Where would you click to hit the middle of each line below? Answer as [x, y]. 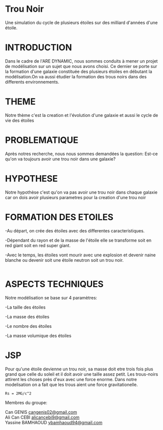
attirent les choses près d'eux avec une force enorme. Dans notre [71, 379]
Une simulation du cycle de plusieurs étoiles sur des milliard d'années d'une [81, 23]
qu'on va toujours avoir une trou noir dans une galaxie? [60, 159]
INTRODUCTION [39, 48]
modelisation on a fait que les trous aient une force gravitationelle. [71, 385]
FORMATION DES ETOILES [59, 217]
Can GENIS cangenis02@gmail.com [41, 412]
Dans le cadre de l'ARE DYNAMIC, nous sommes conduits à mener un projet [81, 61]
